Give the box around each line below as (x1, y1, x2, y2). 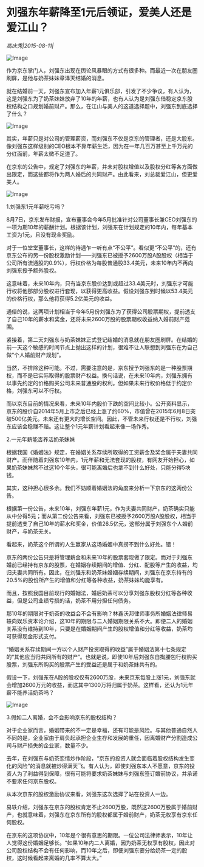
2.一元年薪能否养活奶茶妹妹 (6, 436, 75, 443)
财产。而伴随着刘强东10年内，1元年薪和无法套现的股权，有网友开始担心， (6, 456, 190, 463)
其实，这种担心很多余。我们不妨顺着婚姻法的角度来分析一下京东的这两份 (6, 484, 187, 492)
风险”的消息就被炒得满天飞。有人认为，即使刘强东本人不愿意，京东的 (16, 762, 190, 770)
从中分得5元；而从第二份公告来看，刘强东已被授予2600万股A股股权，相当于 (6, 512, 197, 520)
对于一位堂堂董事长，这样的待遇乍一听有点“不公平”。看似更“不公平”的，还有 (6, 244, 197, 251)
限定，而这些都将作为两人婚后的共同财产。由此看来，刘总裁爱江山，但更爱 (11, 170, 198, 178)
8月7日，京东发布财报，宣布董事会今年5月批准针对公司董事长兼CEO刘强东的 (6, 215, 197, 223)
